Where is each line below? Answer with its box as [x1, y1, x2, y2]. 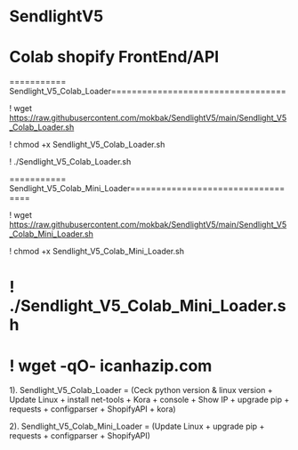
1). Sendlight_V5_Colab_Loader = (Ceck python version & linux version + [9, 385, 273, 396]
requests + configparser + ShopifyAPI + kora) [9, 404, 176, 414]
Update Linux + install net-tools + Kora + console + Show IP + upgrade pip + [9, 394, 290, 406]
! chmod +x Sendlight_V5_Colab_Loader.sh [9, 140, 165, 150]
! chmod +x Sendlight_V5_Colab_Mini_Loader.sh [9, 246, 185, 257]
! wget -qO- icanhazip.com [9, 356, 213, 375]
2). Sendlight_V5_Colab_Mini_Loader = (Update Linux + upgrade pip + [9, 421, 265, 432]
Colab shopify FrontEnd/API [9, 47, 220, 68]
